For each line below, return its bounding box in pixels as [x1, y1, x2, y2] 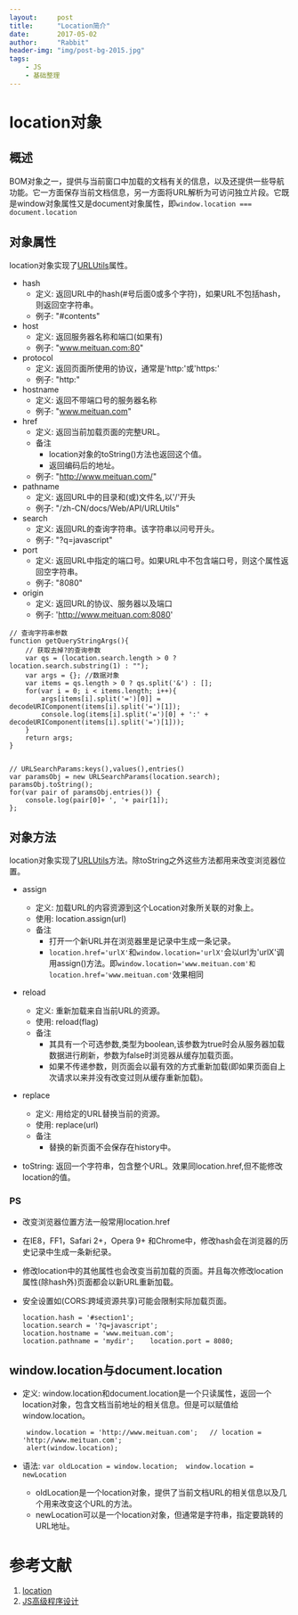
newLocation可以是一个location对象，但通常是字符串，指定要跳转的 [35, 1510, 284, 1521]
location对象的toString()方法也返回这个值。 [48, 448, 207, 459]
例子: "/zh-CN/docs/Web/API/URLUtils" [35, 503, 180, 513]
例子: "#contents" [35, 310, 101, 321]
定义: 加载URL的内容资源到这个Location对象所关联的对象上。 [35, 902, 259, 914]
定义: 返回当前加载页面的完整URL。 [35, 426, 165, 437]
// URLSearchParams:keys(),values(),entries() [9, 764, 185, 774]
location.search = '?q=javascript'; [21, 1321, 158, 1330]
